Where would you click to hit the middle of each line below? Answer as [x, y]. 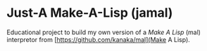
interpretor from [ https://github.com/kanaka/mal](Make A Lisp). [99, 39]
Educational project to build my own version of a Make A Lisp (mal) [104, 32]
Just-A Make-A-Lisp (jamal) [90, 13]
